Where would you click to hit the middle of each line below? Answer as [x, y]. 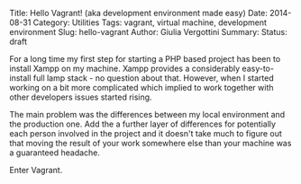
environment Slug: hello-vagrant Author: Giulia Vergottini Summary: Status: [148, 32]
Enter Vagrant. [36, 170]
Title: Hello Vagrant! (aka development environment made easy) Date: [139, 13]
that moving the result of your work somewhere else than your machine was [150, 143]
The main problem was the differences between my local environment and [147, 114]
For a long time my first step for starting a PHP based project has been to [145, 59]
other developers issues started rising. [81, 97]
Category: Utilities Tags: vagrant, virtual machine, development [150, 22]
